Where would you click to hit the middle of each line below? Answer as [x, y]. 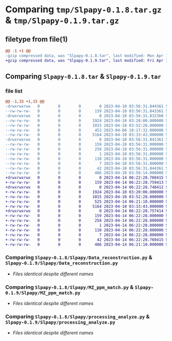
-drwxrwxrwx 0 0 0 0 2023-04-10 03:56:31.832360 [84, 116]
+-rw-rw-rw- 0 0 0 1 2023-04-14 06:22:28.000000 [84, 226]
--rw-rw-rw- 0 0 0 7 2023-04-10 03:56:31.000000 [84, 163]
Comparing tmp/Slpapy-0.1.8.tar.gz [84, 9]
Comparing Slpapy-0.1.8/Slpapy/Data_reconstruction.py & [79, 258]
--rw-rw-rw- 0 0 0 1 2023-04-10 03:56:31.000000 [84, 154]
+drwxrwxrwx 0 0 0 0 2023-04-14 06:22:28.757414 [84, 211]
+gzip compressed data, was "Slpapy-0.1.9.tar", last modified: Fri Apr [84, 60]
